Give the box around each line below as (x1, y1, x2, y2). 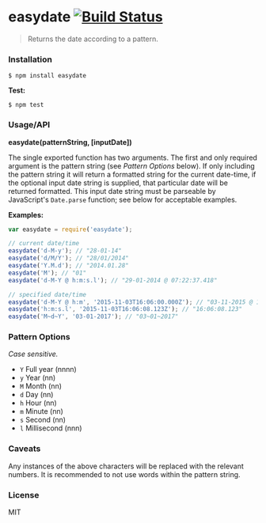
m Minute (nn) (19, 407, 63, 416)
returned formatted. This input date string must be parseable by (8, 186, 216, 195)
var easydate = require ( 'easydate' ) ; (8, 225, 133, 233)
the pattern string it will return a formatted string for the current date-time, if (8, 169, 256, 179)
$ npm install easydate (8, 72, 87, 80)
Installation (8, 54, 53, 65)
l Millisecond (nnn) (19, 423, 82, 433)
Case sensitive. (8, 349, 59, 359)
